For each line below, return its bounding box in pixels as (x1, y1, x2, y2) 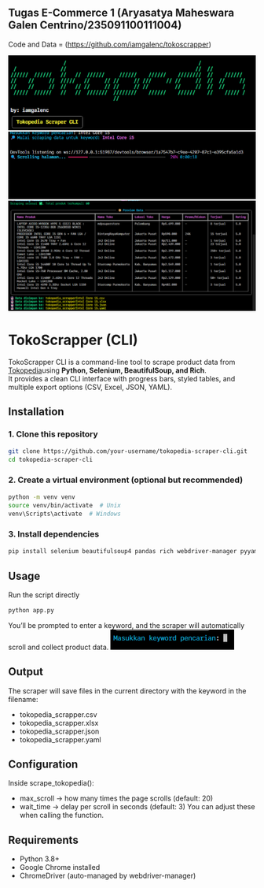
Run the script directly (8, 590, 80, 600)
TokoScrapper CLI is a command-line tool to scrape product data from (8, 357, 236, 366)
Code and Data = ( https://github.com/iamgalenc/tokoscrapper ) (8, 39, 212, 49)
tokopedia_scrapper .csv (19, 709, 97, 719)
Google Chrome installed (19, 863, 101, 872)
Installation (8, 405, 64, 418)
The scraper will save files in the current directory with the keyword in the (8, 686, 247, 696)
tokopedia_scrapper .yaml (19, 734, 101, 744)
